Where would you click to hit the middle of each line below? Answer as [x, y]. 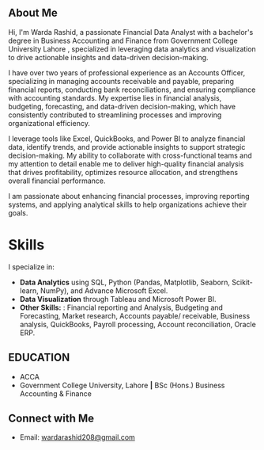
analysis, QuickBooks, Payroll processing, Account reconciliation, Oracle [138, 324]
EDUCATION [39, 358]
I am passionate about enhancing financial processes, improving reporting [129, 196]
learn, [29, 290]
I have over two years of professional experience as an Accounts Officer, [127, 72]
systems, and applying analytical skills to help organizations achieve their [128, 204]
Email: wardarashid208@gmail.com [77, 437]
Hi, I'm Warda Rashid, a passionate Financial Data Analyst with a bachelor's [131, 32]
